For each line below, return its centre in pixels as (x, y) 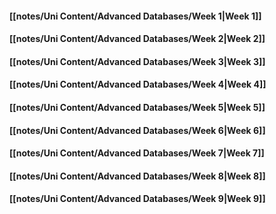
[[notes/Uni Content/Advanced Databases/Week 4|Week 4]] (138, 84)
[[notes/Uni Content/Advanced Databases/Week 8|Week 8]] (137, 176)
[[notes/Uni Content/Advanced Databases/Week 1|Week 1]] (135, 16)
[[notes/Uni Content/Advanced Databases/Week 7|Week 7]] (137, 153)
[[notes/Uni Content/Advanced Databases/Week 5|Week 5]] (137, 107)
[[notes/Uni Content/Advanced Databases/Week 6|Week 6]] (137, 130)
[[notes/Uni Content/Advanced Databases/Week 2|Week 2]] (137, 39)
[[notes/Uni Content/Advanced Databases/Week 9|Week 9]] (137, 199)
